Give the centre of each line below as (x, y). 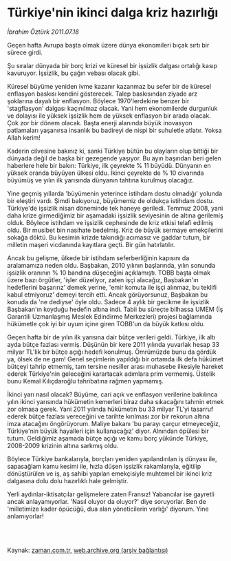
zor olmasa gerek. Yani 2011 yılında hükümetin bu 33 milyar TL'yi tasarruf (110, 409)
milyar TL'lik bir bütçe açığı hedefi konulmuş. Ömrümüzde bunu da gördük (112, 352)
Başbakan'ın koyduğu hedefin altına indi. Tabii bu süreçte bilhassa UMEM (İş (115, 309)
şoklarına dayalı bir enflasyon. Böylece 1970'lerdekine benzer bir (98, 100)
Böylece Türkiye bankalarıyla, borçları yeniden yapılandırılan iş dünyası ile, (112, 458)
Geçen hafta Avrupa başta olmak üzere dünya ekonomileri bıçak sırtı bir (108, 45)
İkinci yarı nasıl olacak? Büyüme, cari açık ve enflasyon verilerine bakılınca (112, 394)
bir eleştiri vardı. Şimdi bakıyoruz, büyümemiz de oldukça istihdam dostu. (111, 200)
